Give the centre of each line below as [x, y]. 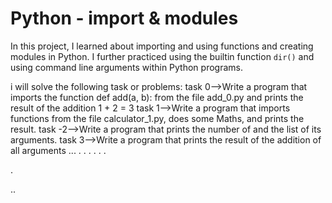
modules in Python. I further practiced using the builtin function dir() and [162, 56]
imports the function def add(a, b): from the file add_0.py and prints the [157, 97]
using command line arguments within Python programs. [126, 67]
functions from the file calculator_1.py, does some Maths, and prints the [157, 118]
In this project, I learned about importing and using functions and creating [162, 46]
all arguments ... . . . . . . [58, 150]
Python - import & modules [124, 18]
